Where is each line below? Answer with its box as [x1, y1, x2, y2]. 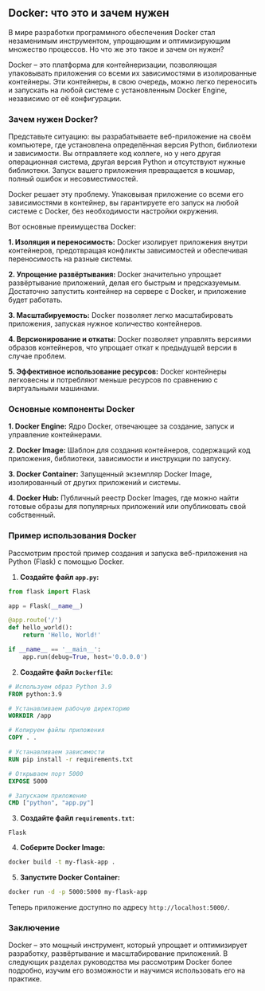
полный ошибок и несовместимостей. [8, 174, 138, 184]
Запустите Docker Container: [19, 872, 121, 883]
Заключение [8, 922, 60, 933]
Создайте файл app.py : [19, 572, 99, 582]
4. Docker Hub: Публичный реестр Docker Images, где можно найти [8, 493, 240, 503]
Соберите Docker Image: [19, 843, 106, 852]
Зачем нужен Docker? [8, 113, 99, 124]
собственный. [8, 510, 56, 520]
